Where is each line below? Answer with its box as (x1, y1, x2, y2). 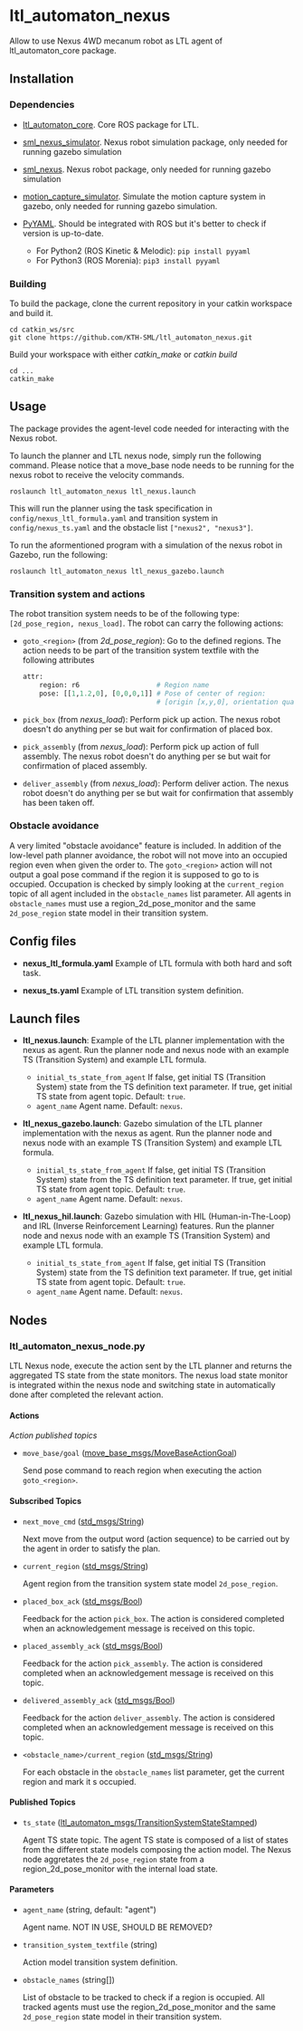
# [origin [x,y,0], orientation (156, 697, 279, 706)
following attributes (22, 655, 95, 666)
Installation (9, 72, 74, 87)
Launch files (9, 1011, 80, 1027)
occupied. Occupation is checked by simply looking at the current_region (9, 878, 285, 889)
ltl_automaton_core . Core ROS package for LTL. (22, 119, 200, 129)
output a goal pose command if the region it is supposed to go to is (9, 868, 260, 879)
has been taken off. (22, 797, 95, 808)
